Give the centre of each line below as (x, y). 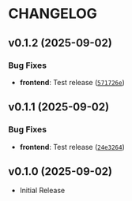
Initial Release (42, 191)
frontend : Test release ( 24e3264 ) (72, 147)
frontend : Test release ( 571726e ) (72, 82)
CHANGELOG (53, 14)
